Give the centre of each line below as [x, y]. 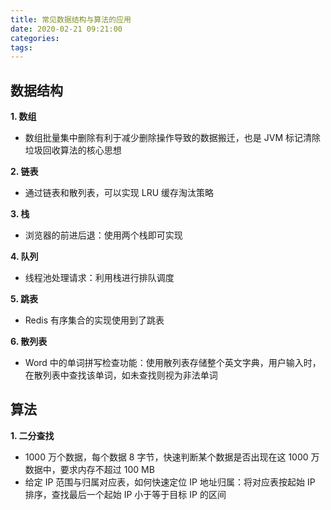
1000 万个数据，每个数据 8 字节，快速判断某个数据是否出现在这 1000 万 [172, 457]
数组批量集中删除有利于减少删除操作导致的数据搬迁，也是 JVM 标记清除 [172, 138]
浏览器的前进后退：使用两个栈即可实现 [103, 235]
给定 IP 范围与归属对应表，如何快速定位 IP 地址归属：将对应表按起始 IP [170, 482]
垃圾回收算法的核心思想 [73, 150]
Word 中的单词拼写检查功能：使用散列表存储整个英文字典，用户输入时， [173, 363]
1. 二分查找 [32, 435]
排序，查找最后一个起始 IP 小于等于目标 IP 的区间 [125, 494]
